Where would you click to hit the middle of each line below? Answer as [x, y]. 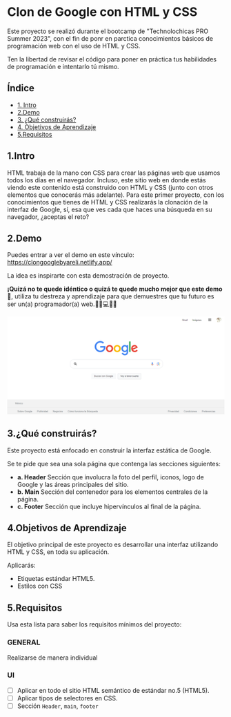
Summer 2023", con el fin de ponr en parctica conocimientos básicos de [110, 38]
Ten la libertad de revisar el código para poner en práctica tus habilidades [112, 59]
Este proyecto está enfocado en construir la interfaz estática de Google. [109, 450]
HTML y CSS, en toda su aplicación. [58, 552]
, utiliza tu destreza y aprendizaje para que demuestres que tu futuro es [113, 296]
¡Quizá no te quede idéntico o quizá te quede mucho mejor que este [106, 289]
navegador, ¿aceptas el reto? [48, 217]
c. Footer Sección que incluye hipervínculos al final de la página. [109, 506]
